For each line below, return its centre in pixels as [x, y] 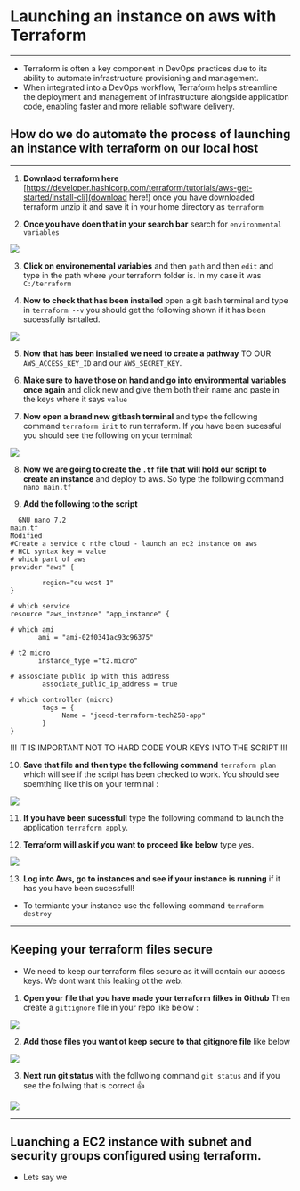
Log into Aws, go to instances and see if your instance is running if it [152, 878]
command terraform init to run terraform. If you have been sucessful [152, 426]
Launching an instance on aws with [143, 17]
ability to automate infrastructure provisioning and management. [141, 78]
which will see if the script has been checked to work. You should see [151, 774]
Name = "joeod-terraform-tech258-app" [134, 715]
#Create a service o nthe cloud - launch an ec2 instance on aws [134, 543]
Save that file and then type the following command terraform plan [150, 765]
